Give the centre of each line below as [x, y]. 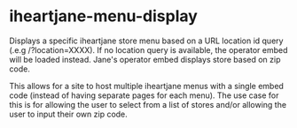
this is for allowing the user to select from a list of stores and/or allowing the [148, 104]
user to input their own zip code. [69, 114]
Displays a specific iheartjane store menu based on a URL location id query [146, 41]
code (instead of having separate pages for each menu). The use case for [144, 95]
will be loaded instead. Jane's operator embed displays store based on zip [145, 59]
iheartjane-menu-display [103, 16]
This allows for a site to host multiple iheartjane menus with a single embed [146, 86]
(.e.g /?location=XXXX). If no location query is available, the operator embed [148, 49]
